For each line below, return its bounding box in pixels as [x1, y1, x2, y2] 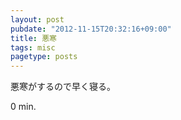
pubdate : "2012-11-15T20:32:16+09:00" [10, 24, 172, 34]
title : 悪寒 [10, 33, 57, 43]
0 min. [10, 101, 37, 113]
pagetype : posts [10, 52, 78, 62]
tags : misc [10, 42, 56, 53]
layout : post [10, 14, 65, 25]
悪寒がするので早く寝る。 [10, 81, 116, 93]
